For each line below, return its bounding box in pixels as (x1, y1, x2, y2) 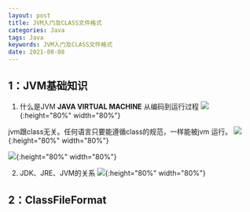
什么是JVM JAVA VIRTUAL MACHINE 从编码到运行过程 (19, 102, 199, 111)
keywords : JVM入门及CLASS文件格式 (8, 41, 113, 49)
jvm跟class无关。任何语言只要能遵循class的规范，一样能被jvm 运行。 (8, 127, 233, 136)
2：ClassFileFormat (8, 194, 107, 207)
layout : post (8, 11, 51, 20)
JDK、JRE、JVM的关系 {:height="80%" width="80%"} (19, 168, 206, 177)
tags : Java (8, 33, 44, 42)
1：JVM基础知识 (8, 80, 88, 93)
